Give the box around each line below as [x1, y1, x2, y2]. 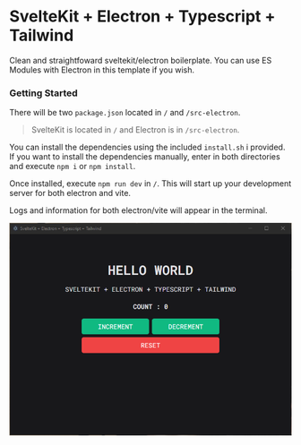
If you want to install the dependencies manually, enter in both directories [9, 151, 280, 162]
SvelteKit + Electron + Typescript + [9, 6, 276, 27]
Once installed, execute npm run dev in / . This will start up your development [9, 178, 292, 189]
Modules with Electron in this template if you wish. [9, 64, 195, 75]
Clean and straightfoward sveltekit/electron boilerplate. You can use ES [9, 55, 272, 65]
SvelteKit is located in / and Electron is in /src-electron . [30, 124, 240, 135]
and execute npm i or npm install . [9, 161, 136, 172]
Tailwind [9, 25, 74, 46]
